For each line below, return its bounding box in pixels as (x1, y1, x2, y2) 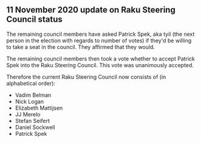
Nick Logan (15, 98, 44, 105)
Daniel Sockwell (15, 124, 56, 131)
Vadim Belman (15, 91, 52, 99)
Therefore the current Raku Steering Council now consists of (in (6, 73, 166, 81)
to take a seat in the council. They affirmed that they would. (6, 43, 155, 50)
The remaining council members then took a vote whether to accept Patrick (6, 55, 196, 62)
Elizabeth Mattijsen (15, 104, 63, 111)
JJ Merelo (15, 110, 41, 118)
